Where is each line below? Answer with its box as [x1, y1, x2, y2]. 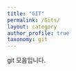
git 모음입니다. [7, 56, 46, 65]
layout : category [7, 23, 57, 30]
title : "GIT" [7, 10, 45, 17]
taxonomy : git [7, 36, 48, 43]
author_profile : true [7, 29, 70, 37]
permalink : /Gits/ [7, 17, 60, 24]
